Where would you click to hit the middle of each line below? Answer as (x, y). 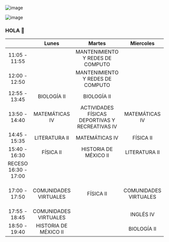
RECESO (18, 164)
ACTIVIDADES (97, 108)
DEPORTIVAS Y (97, 120)
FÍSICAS (97, 114)
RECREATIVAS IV (97, 127)
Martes (97, 44)
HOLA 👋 (15, 30)
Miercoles (142, 44)
